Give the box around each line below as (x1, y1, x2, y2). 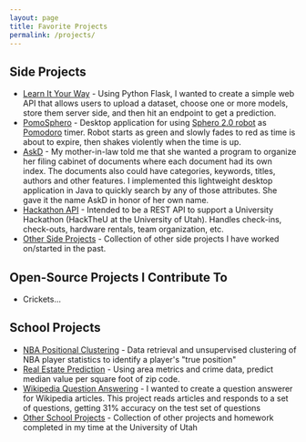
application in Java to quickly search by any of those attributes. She (22, 185, 278, 196)
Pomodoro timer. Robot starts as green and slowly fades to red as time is (22, 127, 296, 138)
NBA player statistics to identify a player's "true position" (22, 354, 237, 365)
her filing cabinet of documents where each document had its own (22, 156, 273, 167)
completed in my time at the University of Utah (22, 421, 199, 433)
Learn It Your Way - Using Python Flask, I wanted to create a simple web (22, 88, 295, 99)
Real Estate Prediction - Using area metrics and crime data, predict (22, 364, 274, 375)
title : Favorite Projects (9, 22, 107, 31)
